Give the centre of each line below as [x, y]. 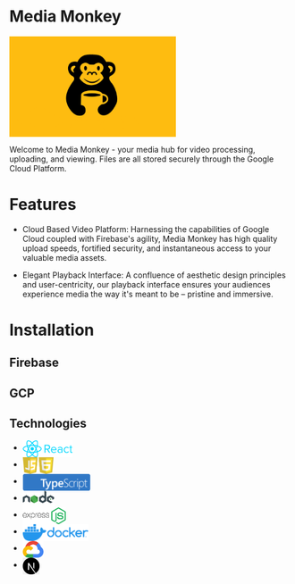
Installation [52, 330]
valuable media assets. [64, 257]
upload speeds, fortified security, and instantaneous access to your [147, 248]
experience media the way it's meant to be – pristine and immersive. [148, 294]
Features [43, 205]
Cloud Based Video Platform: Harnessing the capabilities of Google [146, 229]
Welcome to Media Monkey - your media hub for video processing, [133, 149]
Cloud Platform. [38, 168]
